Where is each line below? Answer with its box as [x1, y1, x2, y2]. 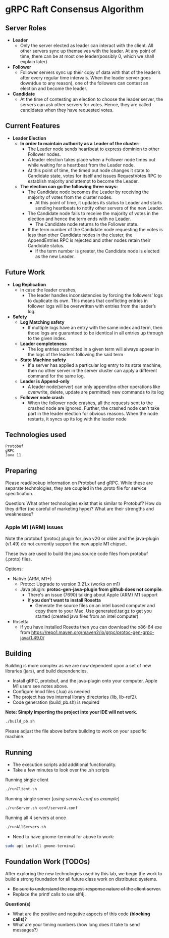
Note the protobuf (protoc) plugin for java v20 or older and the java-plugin [5, 535, 159, 541]
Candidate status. [27, 242, 65, 248]
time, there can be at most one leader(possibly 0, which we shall [20, 53, 154, 59]
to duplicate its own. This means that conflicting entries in [27, 297, 148, 304]
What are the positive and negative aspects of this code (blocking [12, 911, 150, 917]
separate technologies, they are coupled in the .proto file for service [5, 485, 147, 491]
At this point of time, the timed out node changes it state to [27, 167, 150, 173]
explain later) [20, 59, 47, 64]
